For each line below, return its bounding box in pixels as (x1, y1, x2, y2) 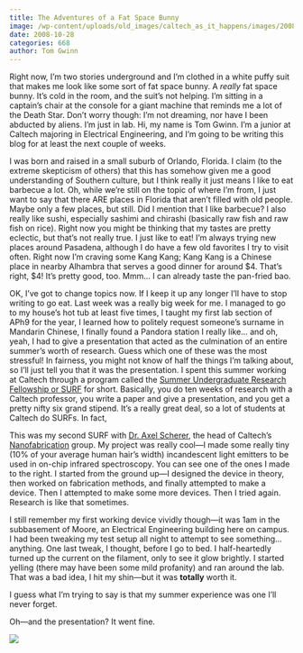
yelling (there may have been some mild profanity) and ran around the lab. (9, 562, 285, 573)
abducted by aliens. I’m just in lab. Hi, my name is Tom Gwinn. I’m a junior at (9, 119, 291, 131)
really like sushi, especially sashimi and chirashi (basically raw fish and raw (9, 213, 289, 224)
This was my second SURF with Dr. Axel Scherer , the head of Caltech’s (9, 430, 272, 441)
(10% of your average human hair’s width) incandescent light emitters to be (9, 449, 289, 460)
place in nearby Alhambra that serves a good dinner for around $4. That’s (9, 261, 282, 272)
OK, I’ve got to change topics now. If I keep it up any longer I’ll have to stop (9, 288, 288, 299)
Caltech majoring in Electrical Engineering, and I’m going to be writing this (9, 129, 284, 140)
